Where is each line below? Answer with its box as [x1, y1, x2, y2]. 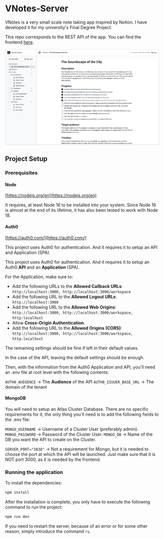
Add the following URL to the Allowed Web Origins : [12, 304, 117, 310]
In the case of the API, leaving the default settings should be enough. [5, 354, 144, 360]
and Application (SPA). [5, 249, 50, 255]
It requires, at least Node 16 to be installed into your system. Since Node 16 [5, 202, 156, 208]
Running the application [5, 469, 63, 476]
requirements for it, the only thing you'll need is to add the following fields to [5, 411, 159, 417]
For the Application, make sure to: [5, 274, 73, 280]
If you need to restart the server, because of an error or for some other [5, 523, 148, 529]
